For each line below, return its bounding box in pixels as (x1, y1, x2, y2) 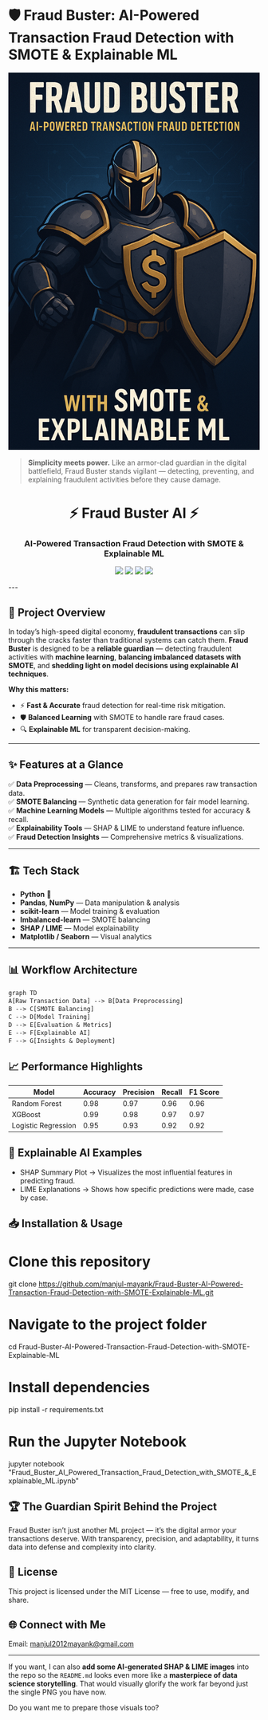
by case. (19, 1193, 49, 1202)
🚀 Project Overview (8, 605, 106, 619)
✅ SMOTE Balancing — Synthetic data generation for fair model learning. (8, 797, 250, 806)
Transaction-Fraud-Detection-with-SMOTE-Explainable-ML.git (8, 1288, 214, 1297)
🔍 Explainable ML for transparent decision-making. (19, 724, 191, 734)
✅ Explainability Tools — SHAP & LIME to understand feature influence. (8, 823, 245, 832)
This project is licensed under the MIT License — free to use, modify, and (8, 1586, 250, 1596)
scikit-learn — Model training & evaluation (19, 906, 160, 915)
